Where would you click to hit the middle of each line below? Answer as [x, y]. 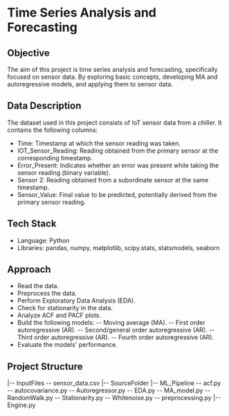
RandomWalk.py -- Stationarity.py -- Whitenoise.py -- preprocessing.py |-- [114, 398]
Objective [29, 53]
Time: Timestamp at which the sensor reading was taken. [99, 143]
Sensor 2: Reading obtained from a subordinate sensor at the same [113, 180]
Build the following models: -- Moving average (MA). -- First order [111, 323]
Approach [29, 270]
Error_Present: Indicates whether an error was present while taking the [118, 165]
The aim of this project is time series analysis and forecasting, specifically [112, 69]
